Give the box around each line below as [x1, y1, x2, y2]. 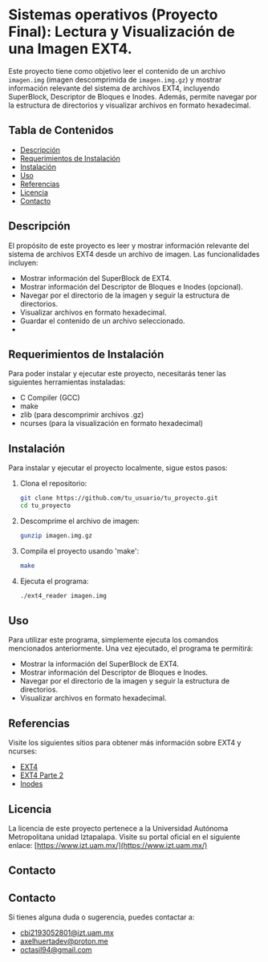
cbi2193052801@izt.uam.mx [19, 928, 114, 938]
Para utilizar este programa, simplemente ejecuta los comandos [8, 635, 219, 645]
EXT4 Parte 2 [19, 770, 64, 780]
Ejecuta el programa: [19, 576, 89, 586]
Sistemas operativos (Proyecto [8, 6, 218, 24]
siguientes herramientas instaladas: [8, 377, 126, 387]
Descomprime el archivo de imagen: [19, 516, 140, 526]
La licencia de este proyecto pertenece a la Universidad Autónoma [8, 824, 229, 833]
